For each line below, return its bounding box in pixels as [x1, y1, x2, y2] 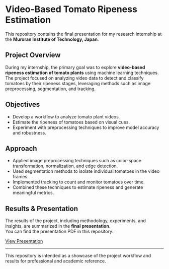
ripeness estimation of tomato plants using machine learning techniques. [5, 70, 159, 76]
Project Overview [5, 51, 61, 59]
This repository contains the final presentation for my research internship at [5, 31, 162, 37]
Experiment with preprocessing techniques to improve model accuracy [12, 124, 159, 130]
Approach [5, 144, 37, 153]
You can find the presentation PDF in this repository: [5, 228, 114, 235]
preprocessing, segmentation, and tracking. [5, 86, 96, 92]
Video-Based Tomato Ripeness [5, 4, 137, 15]
